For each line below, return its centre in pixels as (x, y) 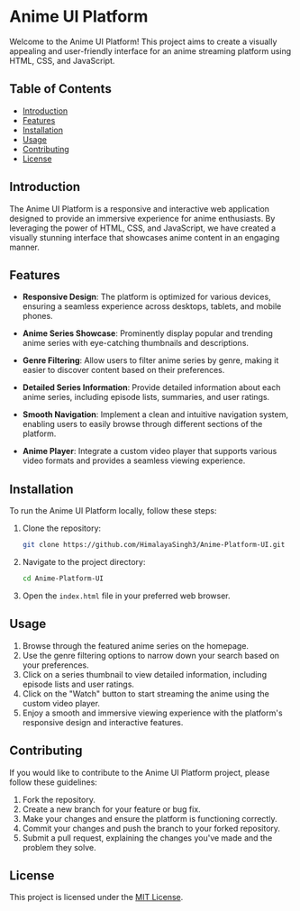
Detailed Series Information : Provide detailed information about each (151, 387)
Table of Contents (61, 89)
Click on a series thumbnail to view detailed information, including (145, 674)
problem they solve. (59, 847)
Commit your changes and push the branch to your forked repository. (151, 828)
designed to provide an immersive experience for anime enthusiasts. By (142, 218)
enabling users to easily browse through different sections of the (142, 424)
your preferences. (56, 665)
